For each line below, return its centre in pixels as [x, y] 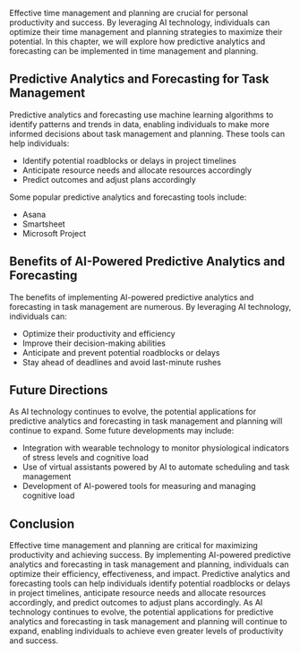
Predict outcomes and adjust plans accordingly [109, 179]
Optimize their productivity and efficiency [99, 333]
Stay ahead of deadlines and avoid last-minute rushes [122, 362]
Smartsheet [43, 224]
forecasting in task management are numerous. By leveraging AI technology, [150, 306]
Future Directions [59, 390]
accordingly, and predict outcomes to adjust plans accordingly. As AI [136, 603]
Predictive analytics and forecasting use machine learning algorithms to [141, 115]
